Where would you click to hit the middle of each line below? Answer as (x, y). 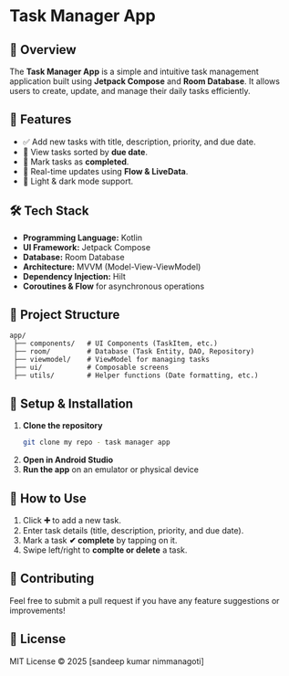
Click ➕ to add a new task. (72, 520)
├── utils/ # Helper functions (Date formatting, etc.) (136, 375)
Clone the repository (62, 426)
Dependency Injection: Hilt (74, 276)
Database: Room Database (73, 257)
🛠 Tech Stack (49, 211)
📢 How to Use (48, 498)
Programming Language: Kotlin (83, 238)
